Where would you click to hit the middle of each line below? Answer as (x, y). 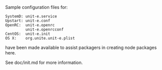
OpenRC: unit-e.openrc (30, 25)
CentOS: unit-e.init (28, 34)
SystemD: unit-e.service (31, 16)
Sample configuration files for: (36, 7)
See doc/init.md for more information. (44, 62)
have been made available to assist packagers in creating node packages (81, 47)
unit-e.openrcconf (45, 29)
